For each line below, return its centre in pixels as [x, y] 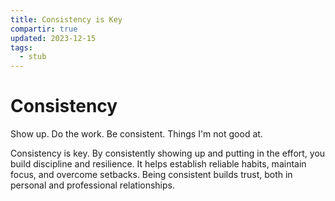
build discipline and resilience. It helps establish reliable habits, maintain [158, 164]
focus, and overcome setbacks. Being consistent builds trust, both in [151, 175]
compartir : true [44, 29]
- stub [33, 57]
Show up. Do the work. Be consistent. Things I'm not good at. [136, 134]
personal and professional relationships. [92, 185]
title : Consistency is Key [66, 19]
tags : [21, 47]
